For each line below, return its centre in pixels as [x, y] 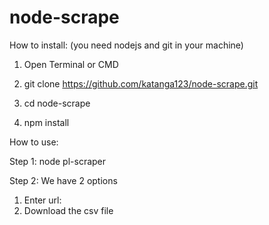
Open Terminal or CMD [71, 64]
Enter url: [42, 200]
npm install [46, 122]
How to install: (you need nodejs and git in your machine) [126, 45]
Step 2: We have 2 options [63, 180]
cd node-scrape [57, 103]
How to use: [34, 142]
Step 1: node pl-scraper [58, 161]
